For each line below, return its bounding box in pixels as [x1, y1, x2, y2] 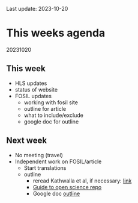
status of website [14, 86, 58, 93]
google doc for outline [23, 117, 79, 125]
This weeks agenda [6, 27, 106, 40]
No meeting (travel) [14, 151, 63, 158]
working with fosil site [23, 99, 78, 106]
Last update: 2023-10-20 [6, 5, 68, 12]
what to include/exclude [23, 111, 84, 119]
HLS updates [14, 80, 47, 87]
